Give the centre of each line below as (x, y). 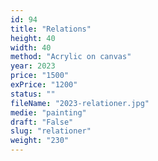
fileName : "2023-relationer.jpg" (80, 103)
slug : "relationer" (51, 131)
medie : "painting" (48, 112)
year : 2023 (33, 66)
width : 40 (31, 47)
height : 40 (33, 38)
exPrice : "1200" (44, 85)
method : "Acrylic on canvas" (71, 57)
